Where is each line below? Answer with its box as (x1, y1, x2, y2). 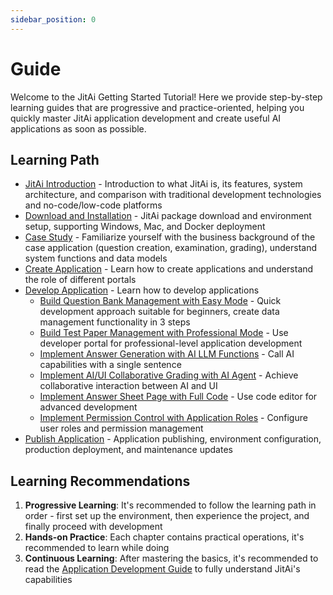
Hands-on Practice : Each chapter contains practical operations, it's (24, 531, 305, 543)
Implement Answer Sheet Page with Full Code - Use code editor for (39, 391, 318, 403)
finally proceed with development (24, 521, 163, 533)
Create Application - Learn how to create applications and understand (24, 263, 314, 275)
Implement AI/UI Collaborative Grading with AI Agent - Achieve (39, 369, 299, 381)
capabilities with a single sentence (39, 359, 182, 371)
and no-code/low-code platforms (24, 199, 163, 211)
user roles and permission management (39, 422, 204, 435)
